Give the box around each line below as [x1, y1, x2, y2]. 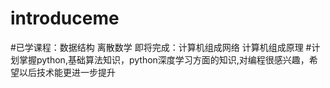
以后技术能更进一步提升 [18, 66, 116, 78]
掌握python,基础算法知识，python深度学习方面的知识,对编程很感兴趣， [18, 53, 310, 66]
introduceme [10, 7, 120, 30]
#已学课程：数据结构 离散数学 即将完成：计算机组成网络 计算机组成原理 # [10, 41, 312, 53]
